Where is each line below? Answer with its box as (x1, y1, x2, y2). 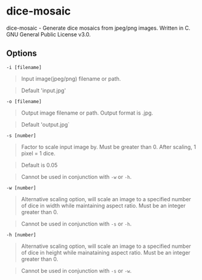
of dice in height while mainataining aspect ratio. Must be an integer (21, 248, 191, 256)
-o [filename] (6, 98, 42, 104)
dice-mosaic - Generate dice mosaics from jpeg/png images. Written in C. (6, 24, 191, 32)
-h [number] (6, 232, 36, 238)
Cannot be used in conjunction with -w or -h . (21, 173, 132, 180)
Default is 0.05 (21, 161, 58, 168)
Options (6, 48, 37, 59)
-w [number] (6, 185, 36, 191)
